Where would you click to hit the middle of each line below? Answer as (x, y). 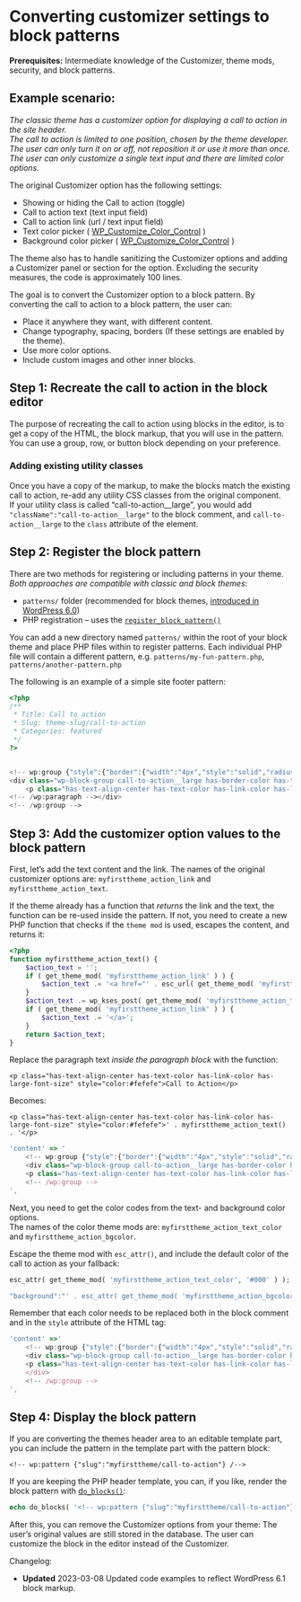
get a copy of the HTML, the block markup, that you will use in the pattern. (146, 433)
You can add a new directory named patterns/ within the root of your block (148, 637)
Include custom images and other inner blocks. (109, 359)
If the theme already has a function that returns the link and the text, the (142, 906)
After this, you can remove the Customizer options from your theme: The (143, 1525)
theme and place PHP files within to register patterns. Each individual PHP (146, 646)
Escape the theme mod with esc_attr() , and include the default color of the (149, 1253)
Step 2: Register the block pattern (105, 552)
